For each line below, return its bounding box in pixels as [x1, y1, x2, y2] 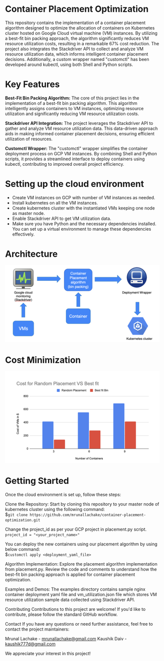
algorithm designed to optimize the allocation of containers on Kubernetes [5, 25, 155, 30]
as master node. [12, 210, 45, 216]
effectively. [12, 231, 35, 237]
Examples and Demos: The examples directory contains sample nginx [5, 586, 146, 592]
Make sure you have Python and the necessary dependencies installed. [12, 220, 157, 227]
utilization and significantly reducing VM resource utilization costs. [5, 111, 140, 117]
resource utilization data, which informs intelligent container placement [5, 51, 148, 57]
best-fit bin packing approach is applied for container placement [5, 571, 136, 577]
